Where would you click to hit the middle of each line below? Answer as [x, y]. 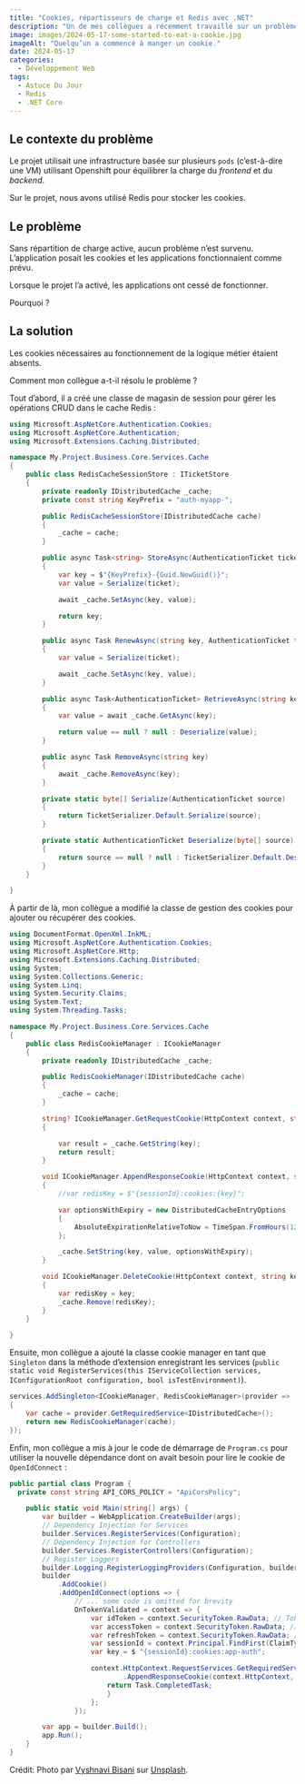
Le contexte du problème [82, 139]
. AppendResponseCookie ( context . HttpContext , [209, 1677]
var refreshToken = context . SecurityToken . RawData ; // [196, 1635]
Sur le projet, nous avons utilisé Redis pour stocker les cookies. [128, 198]
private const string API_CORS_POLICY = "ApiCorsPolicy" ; [130, 1492]
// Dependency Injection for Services [115, 1526]
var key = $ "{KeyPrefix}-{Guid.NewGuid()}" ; [143, 575]
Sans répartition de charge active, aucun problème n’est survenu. [132, 248]
